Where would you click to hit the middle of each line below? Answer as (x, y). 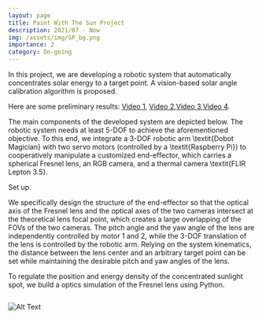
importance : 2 (31, 45)
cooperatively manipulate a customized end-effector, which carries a (120, 155)
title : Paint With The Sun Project (66, 23)
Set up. (20, 187)
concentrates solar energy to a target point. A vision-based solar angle (123, 83)
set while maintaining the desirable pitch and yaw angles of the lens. (119, 261)
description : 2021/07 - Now (54, 30)
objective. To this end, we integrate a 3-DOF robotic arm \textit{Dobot (121, 138)
